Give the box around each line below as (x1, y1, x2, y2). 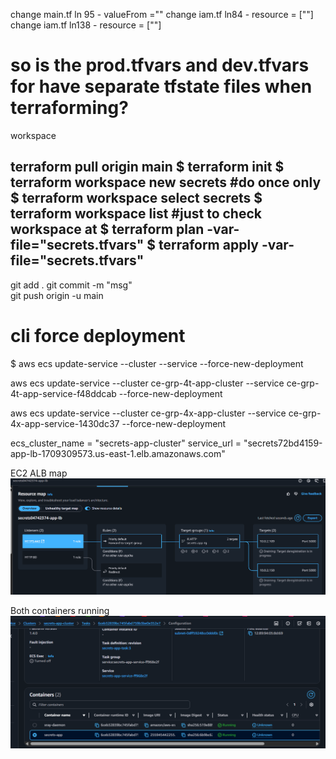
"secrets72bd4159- (243, 437, 323, 449)
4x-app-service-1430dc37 (10, 417, 120, 429)
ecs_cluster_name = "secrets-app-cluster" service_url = (10, 437, 242, 449)
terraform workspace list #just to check (10, 205, 262, 223)
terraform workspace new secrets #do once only (10, 174, 322, 191)
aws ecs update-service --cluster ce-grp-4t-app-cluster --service (10, 377, 285, 389)
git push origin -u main (10, 289, 104, 301)
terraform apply (158, 237, 259, 254)
